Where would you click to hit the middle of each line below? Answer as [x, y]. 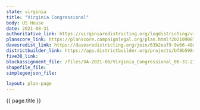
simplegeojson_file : [32, 73]
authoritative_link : [32, 34]
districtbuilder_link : [34, 51]
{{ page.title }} [24, 101]
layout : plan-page [29, 84]
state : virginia [26, 12]
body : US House [25, 23]
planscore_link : [26, 39]
